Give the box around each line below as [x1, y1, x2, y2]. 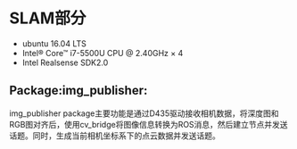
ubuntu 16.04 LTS [21, 37, 87, 49]
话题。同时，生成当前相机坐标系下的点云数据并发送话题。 [9, 130, 220, 141]
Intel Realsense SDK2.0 [21, 57, 109, 68]
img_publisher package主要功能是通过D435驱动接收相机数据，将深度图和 [9, 108, 279, 119]
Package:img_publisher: [9, 83, 148, 98]
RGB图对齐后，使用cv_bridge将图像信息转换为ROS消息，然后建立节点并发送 [9, 119, 288, 129]
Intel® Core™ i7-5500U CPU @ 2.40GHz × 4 [21, 47, 184, 58]
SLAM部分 [9, 8, 87, 29]
